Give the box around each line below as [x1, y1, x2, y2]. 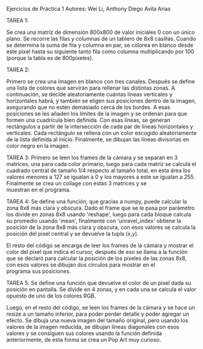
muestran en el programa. [6, 186, 71, 193]
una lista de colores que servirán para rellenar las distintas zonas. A [6, 84, 176, 91]
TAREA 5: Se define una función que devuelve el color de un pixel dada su [6, 279, 191, 287]
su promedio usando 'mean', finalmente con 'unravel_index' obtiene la [6, 218, 182, 224]
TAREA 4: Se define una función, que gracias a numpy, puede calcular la [6, 198, 187, 205]
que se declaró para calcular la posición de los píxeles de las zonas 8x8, [6, 254, 187, 262]
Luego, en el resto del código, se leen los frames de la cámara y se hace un [6, 304, 195, 311]
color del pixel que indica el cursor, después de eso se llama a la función [6, 248, 188, 255]
